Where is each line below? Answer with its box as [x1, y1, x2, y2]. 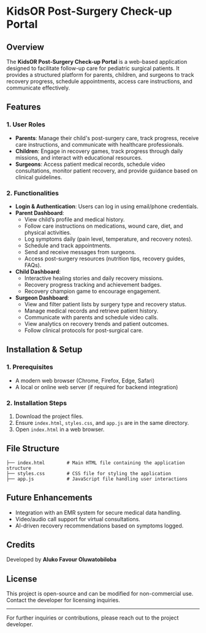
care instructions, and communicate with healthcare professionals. [15, 141, 184, 148]
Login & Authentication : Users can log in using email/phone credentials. [15, 203, 199, 210]
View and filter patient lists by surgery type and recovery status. [24, 300, 187, 308]
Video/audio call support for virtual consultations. [15, 515, 141, 522]
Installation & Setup [6, 344, 83, 355]
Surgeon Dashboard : [15, 293, 69, 301]
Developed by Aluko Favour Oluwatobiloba [6, 556, 116, 563]
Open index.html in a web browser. [15, 425, 105, 433]
